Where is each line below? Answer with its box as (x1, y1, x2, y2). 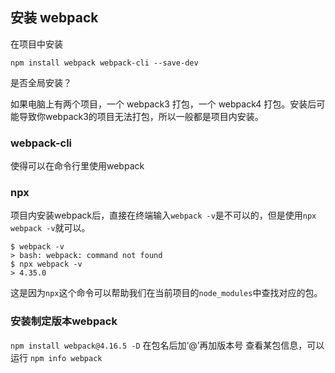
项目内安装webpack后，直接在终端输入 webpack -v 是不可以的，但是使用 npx (10, 209, 317, 222)
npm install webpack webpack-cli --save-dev (10, 58, 199, 68)
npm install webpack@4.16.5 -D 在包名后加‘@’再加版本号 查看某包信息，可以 (10, 339, 325, 351)
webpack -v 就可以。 (10, 222, 91, 234)
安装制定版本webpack (10, 314, 118, 328)
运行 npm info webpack (10, 351, 103, 363)
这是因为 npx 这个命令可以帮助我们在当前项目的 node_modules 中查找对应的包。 (10, 287, 323, 299)
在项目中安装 (10, 38, 63, 50)
